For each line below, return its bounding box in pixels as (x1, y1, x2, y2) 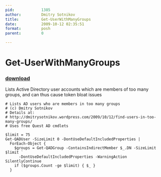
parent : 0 (5, 31, 44, 36)
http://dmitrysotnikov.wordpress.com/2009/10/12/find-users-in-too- (10, 114, 156, 120)
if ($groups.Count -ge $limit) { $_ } (14, 163, 96, 168)
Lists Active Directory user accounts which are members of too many (5, 86, 149, 92)
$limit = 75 (5, 132, 30, 138)
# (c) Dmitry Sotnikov (5, 106, 53, 111)
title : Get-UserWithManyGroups (5, 17, 92, 22)
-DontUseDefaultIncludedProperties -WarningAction (18, 154, 127, 159)
